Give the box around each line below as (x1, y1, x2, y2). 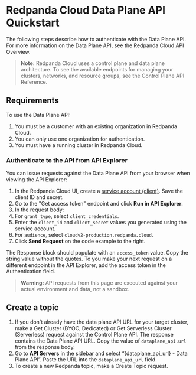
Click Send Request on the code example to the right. (14, 237, 146, 245)
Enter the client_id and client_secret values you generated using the (14, 219, 187, 226)
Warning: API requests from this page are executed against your (20, 279, 178, 286)
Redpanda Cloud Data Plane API (6, 4, 166, 17)
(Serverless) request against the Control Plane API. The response (14, 331, 174, 338)
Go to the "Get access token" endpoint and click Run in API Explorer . (14, 200, 183, 207)
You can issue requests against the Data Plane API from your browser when (6, 169, 190, 177)
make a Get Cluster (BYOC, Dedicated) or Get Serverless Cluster (14, 324, 172, 331)
